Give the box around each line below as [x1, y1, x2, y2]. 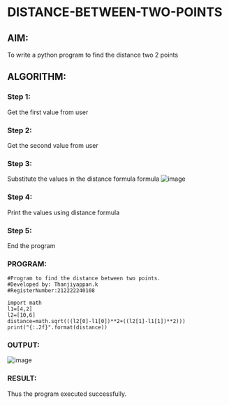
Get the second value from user [7, 141, 99, 149]
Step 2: [7, 125, 33, 135]
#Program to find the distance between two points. [7, 275, 161, 282]
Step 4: [7, 192, 33, 202]
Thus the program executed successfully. [7, 390, 127, 398]
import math [7, 299, 42, 307]
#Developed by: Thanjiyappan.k [7, 281, 98, 288]
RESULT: [7, 373, 37, 383]
